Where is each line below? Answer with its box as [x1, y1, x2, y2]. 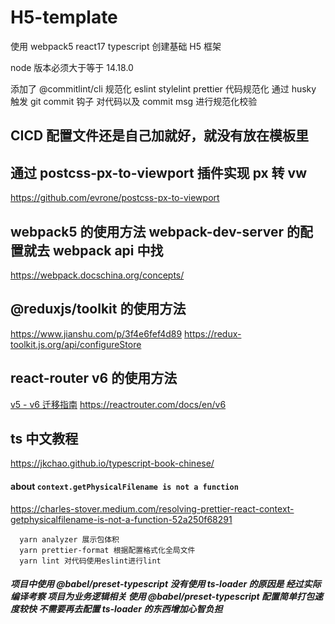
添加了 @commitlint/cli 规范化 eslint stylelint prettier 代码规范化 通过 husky [10, 82, 317, 95]
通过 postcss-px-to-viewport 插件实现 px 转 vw [10, 164, 308, 181]
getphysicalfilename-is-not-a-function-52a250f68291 [10, 513, 233, 525]
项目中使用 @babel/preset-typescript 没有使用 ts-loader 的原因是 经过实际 [10, 578, 322, 590]
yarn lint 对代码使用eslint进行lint [19, 556, 162, 566]
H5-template [10, 6, 118, 29]
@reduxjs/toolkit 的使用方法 [10, 301, 187, 318]
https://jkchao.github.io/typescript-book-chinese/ [10, 457, 215, 470]
